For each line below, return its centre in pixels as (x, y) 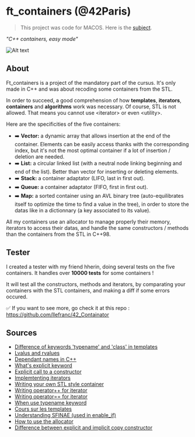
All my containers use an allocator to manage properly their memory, (88, 222)
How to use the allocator (44, 421)
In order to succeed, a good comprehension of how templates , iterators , (94, 100)
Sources (22, 333)
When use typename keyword (51, 403)
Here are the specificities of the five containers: (63, 124)
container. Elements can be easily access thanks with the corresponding (102, 144)
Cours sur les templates (43, 409)
